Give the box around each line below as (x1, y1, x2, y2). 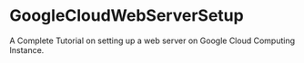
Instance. (9, 44, 45, 55)
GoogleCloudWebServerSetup (9, 5, 244, 26)
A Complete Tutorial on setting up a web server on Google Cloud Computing (9, 35, 296, 46)
